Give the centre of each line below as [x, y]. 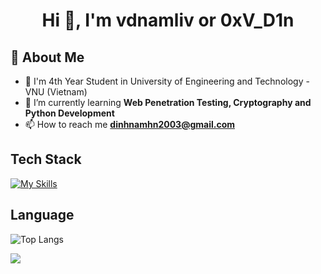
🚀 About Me [47, 57]
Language [42, 215]
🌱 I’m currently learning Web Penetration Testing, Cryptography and [168, 102]
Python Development [69, 113]
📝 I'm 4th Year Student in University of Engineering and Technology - [167, 81]
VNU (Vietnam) [56, 92]
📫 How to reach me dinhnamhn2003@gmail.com [129, 124]
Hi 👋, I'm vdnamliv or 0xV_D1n [168, 20]
